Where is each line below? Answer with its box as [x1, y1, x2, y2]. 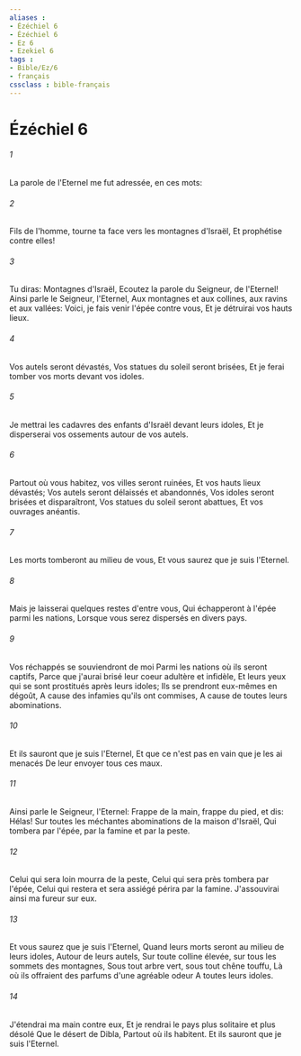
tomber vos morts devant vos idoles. [9, 370, 145, 381]
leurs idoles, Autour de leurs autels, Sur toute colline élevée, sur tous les [9, 951, 277, 962]
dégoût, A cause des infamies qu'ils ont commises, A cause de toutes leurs [9, 690, 288, 701]
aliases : [9, 13, 47, 23]
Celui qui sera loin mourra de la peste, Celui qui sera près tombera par [9, 874, 270, 885]
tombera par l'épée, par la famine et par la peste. [9, 825, 190, 836]
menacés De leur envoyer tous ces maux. [9, 758, 164, 769]
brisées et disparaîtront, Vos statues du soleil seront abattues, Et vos [9, 496, 263, 507]
